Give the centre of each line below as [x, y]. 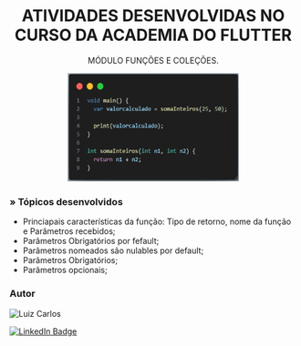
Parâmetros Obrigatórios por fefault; [91, 241]
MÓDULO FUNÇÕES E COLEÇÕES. [153, 60]
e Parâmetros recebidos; [69, 231]
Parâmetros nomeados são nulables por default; [113, 250]
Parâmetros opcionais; [65, 270]
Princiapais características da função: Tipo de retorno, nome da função [157, 222]
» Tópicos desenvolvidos [66, 201]
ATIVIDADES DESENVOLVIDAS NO [153, 16]
